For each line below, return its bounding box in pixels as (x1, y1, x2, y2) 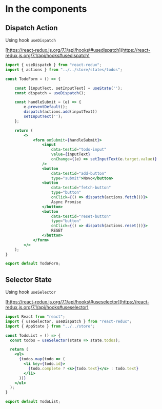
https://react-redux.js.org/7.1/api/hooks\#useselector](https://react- (7, 299, 150, 305)
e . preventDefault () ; (24, 105, 68, 110)
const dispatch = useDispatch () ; (14, 90, 86, 95)
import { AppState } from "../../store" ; (5, 323, 95, 329)
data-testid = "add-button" (51, 171, 107, 176)
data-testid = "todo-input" (51, 147, 107, 152)
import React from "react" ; (5, 314, 66, 319)
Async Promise (51, 199, 82, 205)
